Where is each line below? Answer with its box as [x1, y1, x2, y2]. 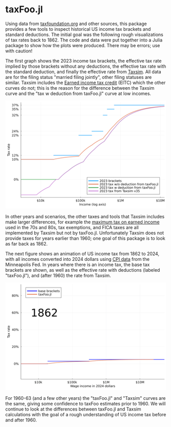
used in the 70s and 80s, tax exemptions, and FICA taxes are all [5, 224, 139, 230]
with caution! [5, 48, 33, 54]
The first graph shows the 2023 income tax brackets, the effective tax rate [5, 57, 162, 64]
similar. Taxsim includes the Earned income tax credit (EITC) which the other [5, 79, 166, 86]
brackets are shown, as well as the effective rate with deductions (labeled [5, 267, 160, 273]
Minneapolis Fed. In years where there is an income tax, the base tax [5, 261, 150, 268]
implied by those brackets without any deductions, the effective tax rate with [5, 63, 166, 69]
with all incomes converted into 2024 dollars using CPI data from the [5, 256, 150, 262]
